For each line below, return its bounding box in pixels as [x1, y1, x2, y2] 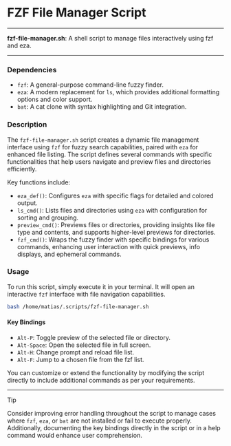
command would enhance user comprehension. [7, 431, 142, 439]
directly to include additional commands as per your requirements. [7, 376, 195, 384]
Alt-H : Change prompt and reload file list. [16, 348, 135, 356]
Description [7, 120, 47, 129]
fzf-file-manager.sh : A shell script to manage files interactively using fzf [7, 34, 214, 42]
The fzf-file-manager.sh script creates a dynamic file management [7, 136, 199, 144]
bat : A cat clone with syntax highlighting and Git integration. [16, 103, 187, 111]
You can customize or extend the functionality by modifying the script [7, 368, 205, 376]
